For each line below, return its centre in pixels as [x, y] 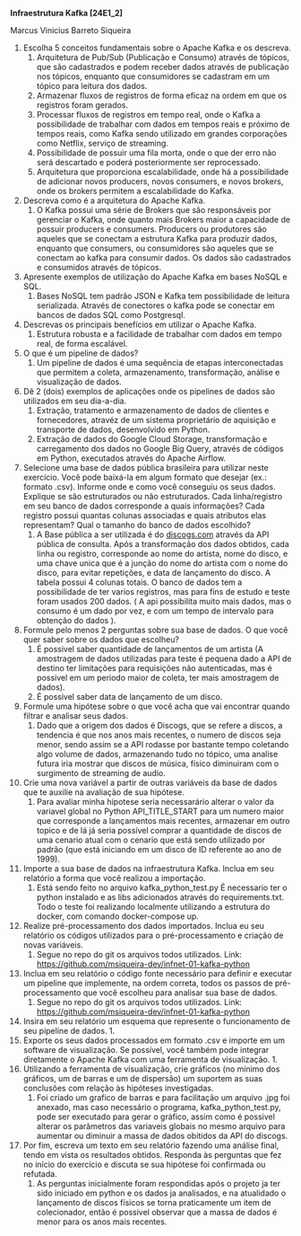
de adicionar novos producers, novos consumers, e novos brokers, [160, 181]
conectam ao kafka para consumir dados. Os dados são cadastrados [164, 258]
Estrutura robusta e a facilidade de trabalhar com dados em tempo [159, 334]
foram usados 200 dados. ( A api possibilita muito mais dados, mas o [164, 601]
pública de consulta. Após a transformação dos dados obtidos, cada [163, 544]
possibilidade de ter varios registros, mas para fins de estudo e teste [163, 592]
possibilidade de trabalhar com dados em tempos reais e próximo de [163, 124]
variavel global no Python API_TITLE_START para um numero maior [160, 811]
